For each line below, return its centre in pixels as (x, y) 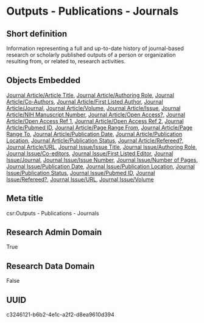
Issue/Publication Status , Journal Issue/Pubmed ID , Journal (81, 172)
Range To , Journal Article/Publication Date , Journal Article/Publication (94, 134)
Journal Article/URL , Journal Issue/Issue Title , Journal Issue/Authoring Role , (102, 147)
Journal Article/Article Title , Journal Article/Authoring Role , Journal (90, 95)
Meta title (25, 198)
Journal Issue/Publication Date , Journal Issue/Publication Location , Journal (100, 166)
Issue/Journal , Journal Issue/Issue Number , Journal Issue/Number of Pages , (102, 160)
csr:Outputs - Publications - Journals (53, 213)
